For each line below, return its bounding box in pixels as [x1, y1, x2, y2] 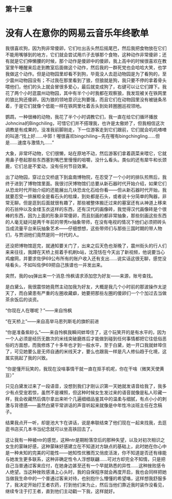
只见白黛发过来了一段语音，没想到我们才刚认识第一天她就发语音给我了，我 [5, 383, 162, 389]
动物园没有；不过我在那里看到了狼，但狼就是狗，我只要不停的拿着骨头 [18, 77, 167, 84]
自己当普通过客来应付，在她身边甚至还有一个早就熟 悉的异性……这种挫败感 [5, 463, 161, 469]
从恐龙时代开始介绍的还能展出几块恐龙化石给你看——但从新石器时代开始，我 [5, 187, 167, 193]
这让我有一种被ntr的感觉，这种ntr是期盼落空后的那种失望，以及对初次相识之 [5, 437, 165, 443]
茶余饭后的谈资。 [5, 296, 41, 303]
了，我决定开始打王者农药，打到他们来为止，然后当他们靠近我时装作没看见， [5, 482, 167, 488]
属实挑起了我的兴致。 [5, 355, 50, 361]
